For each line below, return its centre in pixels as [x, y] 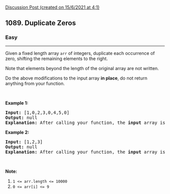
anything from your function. [35, 83]
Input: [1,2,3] [24, 142]
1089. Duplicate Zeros [40, 23]
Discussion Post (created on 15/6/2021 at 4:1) [52, 7]
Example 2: [17, 132]
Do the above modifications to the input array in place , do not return [76, 78]
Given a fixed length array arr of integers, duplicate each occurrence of [80, 53]
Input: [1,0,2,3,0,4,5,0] [37, 112]
